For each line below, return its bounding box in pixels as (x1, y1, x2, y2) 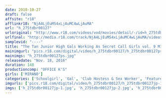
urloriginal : (5, 30, 32, 35)
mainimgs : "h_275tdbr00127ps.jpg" (5, 53, 77, 58)
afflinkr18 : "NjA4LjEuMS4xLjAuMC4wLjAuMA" (5, 21, 94, 26)
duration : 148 (5, 62, 35, 67)
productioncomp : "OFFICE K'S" (5, 67, 68, 72)
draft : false (5, 12, 32, 17)
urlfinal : (5, 35, 26, 40)
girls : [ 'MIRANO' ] (5, 72, 43, 77)
